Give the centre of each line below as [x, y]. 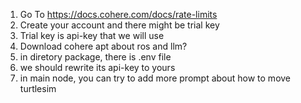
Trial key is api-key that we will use [92, 35]
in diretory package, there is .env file [95, 57]
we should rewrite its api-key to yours [97, 67]
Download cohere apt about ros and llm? [103, 46]
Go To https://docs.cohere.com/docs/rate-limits [118, 14]
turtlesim [38, 88]
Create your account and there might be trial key [119, 25]
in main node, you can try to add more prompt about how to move [155, 78]
